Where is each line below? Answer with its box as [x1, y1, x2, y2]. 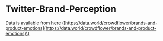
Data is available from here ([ [5, 20, 66, 26]
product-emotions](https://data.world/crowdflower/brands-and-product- [5, 25, 157, 31]
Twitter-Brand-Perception [5, 3, 116, 15]
